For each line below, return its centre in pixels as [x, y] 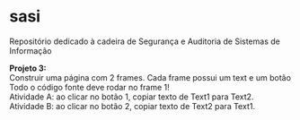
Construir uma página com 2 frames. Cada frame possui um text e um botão [150, 77]
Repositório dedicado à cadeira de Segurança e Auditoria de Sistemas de [145, 41]
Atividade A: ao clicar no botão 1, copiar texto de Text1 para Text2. [132, 97]
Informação [31, 50]
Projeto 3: [28, 68]
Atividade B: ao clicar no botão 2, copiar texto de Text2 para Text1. [132, 106]
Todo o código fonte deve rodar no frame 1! [90, 87]
